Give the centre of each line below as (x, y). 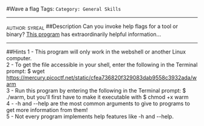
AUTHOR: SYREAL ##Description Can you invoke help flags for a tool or (92, 27)
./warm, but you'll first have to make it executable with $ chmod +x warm (98, 97)
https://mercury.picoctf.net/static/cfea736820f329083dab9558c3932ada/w (102, 77)
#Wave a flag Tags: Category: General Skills (64, 9)
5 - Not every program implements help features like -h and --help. (90, 116)
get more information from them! (47, 110)
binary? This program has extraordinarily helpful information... (84, 34)
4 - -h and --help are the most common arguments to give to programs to (98, 103)
